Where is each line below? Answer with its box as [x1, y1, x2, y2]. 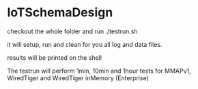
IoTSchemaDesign [7, 5, 113, 20]
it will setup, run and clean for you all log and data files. [7, 40, 162, 48]
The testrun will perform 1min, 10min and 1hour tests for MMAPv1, [7, 67, 191, 75]
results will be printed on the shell [7, 53, 102, 62]
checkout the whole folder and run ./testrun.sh [7, 27, 138, 35]
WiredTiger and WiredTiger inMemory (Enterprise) [7, 73, 149, 82]
